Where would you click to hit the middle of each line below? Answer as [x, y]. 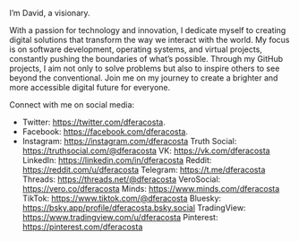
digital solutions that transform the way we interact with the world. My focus [149, 40]
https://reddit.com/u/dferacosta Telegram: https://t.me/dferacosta [144, 170]
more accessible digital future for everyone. [90, 87]
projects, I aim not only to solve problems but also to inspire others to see [145, 68]
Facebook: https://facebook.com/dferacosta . [105, 132]
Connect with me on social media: [72, 105]
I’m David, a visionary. [50, 13]
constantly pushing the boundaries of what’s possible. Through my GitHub [146, 59]
